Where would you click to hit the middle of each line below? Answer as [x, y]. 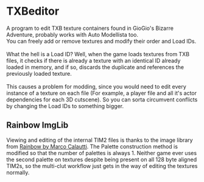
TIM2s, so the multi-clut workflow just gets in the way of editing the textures [102, 166]
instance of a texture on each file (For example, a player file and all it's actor [101, 93]
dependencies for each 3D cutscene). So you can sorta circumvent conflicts [102, 100]
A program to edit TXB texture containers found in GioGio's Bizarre [90, 28]
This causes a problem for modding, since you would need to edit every [97, 86]
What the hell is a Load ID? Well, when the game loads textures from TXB [98, 54]
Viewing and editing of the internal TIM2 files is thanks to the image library [100, 140]
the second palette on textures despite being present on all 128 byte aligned [101, 159]
